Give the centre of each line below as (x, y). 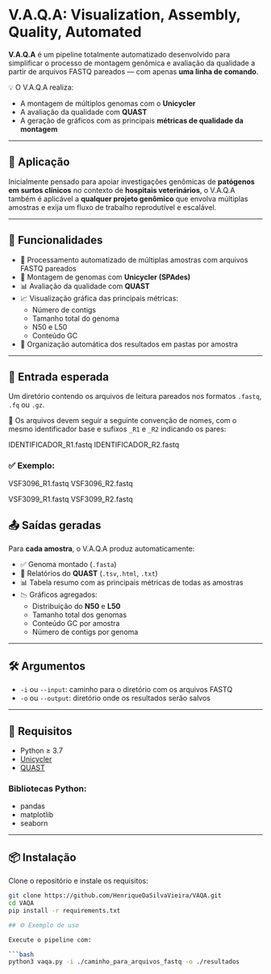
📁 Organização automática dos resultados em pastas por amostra (129, 344)
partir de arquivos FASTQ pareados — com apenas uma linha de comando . (133, 71)
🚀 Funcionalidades (56, 240)
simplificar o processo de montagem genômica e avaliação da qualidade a (132, 63)
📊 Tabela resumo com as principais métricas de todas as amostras (131, 582)
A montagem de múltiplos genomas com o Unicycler (108, 103)
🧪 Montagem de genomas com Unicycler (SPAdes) (105, 277)
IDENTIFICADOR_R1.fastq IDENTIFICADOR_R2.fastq (94, 445)
